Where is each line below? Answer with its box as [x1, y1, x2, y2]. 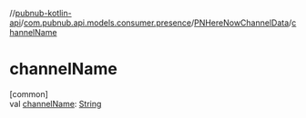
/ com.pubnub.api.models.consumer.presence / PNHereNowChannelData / [20, 17, 292, 28]
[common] [9, 88, 48, 99]
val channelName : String [9, 98, 102, 109]
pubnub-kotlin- [15, 8, 72, 18]
